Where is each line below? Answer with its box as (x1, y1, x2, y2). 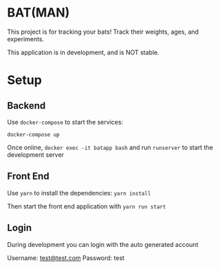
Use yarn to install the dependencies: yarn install (7, 189, 151, 197)
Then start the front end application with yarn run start (7, 202, 166, 211)
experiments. (7, 34, 45, 43)
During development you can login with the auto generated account (7, 240, 199, 248)
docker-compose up (7, 131, 60, 138)
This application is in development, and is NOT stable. (7, 48, 159, 56)
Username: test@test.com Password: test (7, 253, 125, 262)
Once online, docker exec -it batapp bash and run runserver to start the (7, 143, 213, 151)
